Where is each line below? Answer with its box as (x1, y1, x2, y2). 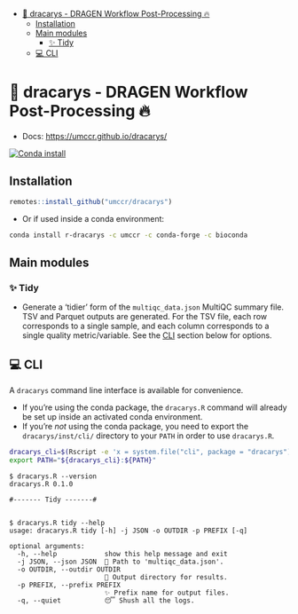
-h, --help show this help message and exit (17, 549, 228, 558)
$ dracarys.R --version (9, 471, 98, 481)
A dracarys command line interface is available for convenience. (9, 385, 244, 395)
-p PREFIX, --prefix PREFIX (17, 580, 122, 589)
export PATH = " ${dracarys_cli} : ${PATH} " (9, 455, 157, 465)
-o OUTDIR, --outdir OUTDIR (17, 564, 122, 574)
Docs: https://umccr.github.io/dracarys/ (21, 130, 168, 141)
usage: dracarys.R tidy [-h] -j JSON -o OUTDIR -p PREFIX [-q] (9, 526, 248, 535)
